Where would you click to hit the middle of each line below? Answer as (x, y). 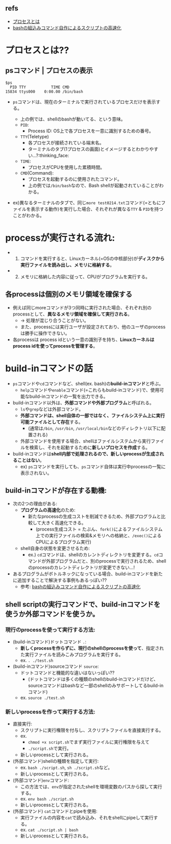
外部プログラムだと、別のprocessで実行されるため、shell (106, 561)
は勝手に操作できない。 (45, 333)
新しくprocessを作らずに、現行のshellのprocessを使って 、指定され (92, 648)
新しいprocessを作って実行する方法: (50, 712)
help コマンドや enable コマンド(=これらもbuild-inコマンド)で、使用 (90, 390)
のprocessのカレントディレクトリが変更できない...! (81, 568)
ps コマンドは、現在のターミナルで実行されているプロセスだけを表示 (84, 102)
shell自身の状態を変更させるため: (55, 548)
